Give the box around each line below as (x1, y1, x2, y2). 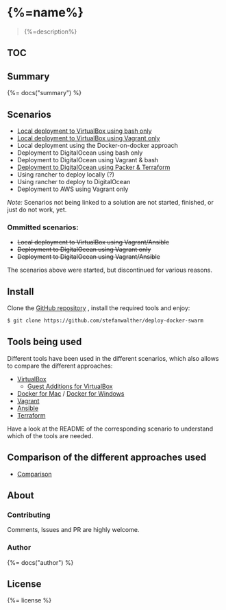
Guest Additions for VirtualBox (27, 382, 113, 390)
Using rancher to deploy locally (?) (16, 170, 115, 179)
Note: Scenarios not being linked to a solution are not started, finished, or (7, 198, 214, 206)
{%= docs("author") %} (7, 558, 74, 566)
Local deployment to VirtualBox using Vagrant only (16, 134, 160, 142)
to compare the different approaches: (7, 361, 113, 370)
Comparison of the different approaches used (7, 452, 207, 463)
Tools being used (7, 336, 82, 348)
